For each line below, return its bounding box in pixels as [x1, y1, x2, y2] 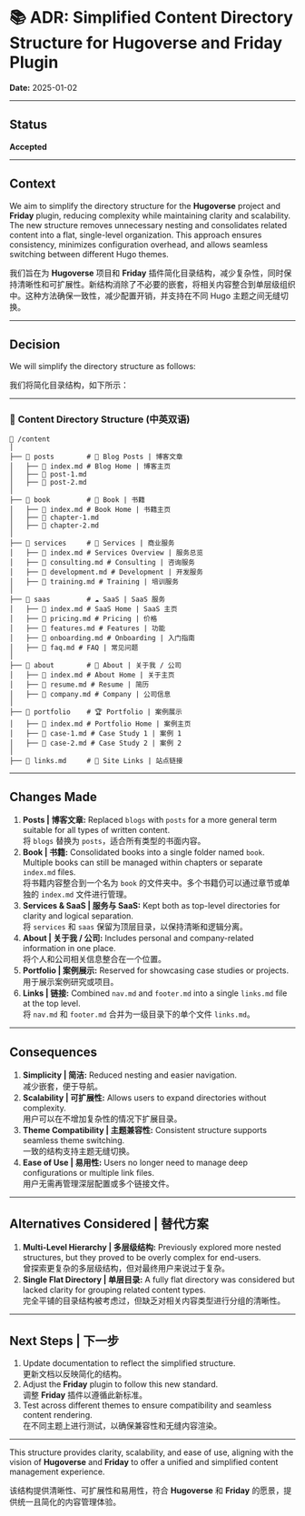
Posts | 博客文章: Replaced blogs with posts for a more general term [22, 815, 278, 826]
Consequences [9, 1044, 98, 1059]
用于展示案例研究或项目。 [22, 977, 119, 988]
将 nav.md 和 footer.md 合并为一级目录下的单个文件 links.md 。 [22, 1009, 256, 1019]
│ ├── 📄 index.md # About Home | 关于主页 [9, 670, 175, 679]
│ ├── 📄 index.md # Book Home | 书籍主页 [9, 505, 171, 514]
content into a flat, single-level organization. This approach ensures [9, 229, 262, 240]
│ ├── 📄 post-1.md [9, 469, 88, 478]
